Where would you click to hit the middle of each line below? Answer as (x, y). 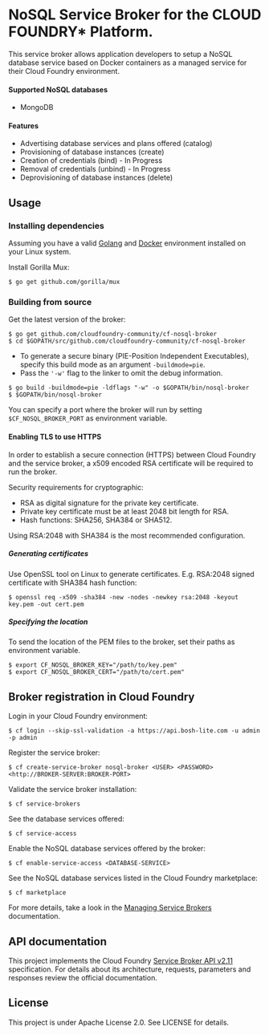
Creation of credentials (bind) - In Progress (91, 160)
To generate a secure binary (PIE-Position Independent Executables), (134, 356)
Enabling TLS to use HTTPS (55, 436)
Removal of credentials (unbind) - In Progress (95, 169)
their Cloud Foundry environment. (64, 71)
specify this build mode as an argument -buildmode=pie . (112, 365)
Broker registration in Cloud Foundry (102, 697)
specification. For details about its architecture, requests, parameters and (130, 969)
